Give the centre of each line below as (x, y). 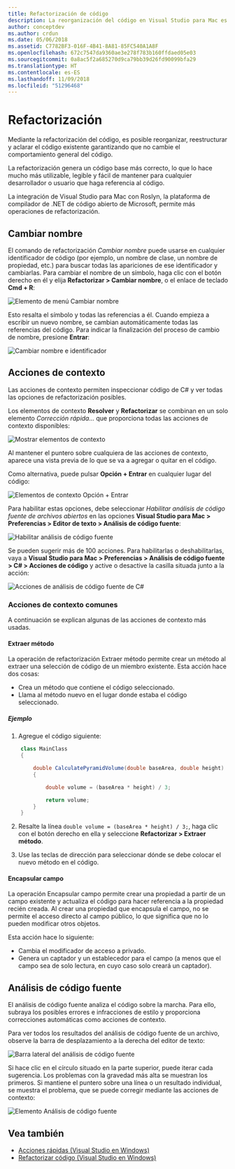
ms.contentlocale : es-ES (44, 72)
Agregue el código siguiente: (60, 736)
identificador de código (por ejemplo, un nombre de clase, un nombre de (113, 258)
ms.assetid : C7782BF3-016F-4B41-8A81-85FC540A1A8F (83, 46)
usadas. (19, 628)
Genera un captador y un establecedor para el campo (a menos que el (119, 959)
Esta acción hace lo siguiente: (51, 938)
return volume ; (67, 800)
